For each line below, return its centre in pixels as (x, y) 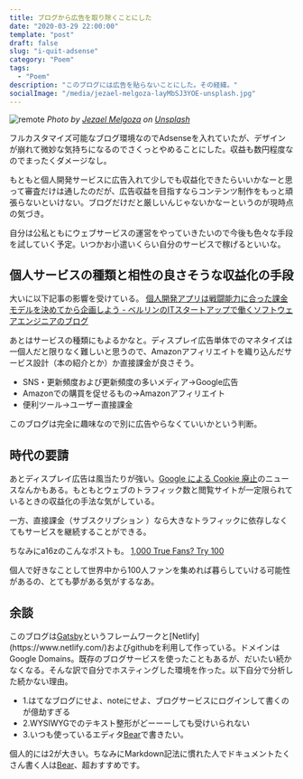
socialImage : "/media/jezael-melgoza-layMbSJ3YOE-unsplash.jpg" (133, 93)
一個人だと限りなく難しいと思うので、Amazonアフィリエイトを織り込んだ (147, 352)
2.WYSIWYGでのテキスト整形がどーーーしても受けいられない (136, 723)
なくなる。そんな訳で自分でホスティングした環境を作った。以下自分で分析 (147, 670)
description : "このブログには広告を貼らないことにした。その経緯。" (124, 85)
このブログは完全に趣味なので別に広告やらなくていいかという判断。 (136, 424)
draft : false (34, 43)
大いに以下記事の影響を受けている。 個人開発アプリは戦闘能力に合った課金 (149, 298)
